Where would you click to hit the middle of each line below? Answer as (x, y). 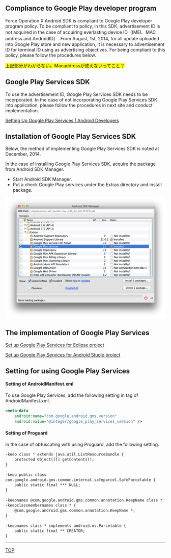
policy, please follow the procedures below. (51, 55)
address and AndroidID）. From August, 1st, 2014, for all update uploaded (82, 38)
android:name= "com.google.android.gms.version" (66, 416)
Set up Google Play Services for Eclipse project (55, 345)
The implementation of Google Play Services (77, 333)
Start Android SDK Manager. (42, 179)
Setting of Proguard (26, 433)
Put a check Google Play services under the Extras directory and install (87, 185)
